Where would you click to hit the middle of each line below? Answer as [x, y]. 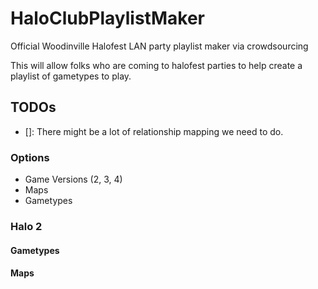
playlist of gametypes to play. [71, 76]
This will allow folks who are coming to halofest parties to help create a [156, 65]
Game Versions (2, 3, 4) [73, 179]
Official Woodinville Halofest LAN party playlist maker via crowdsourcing [159, 46]
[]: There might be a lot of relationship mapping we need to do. [154, 131]
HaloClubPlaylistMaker [107, 18]
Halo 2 [26, 226]
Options [30, 157]
